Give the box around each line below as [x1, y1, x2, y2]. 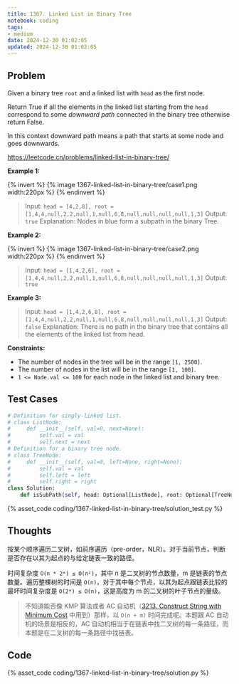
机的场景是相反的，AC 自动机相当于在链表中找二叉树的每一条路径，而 [24, 619, 229, 628]
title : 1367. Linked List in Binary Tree [7, 10, 132, 18]
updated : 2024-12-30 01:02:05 [7, 43, 97, 51]
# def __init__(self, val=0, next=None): [7, 425, 144, 433]
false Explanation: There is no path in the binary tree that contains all [24, 322, 228, 331]
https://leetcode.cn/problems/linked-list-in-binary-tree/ [7, 152, 169, 161]
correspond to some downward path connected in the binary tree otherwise [7, 110, 230, 118]
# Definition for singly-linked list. [7, 412, 122, 419]
